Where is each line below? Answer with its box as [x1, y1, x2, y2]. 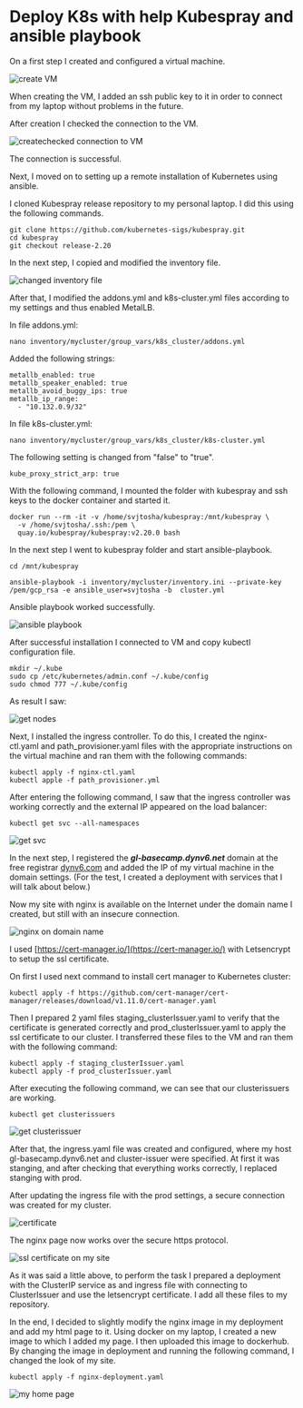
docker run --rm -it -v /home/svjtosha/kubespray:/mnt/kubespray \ [9, 512, 270, 521]
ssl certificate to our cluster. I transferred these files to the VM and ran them [9, 1031, 293, 1042]
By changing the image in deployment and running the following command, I [9, 1345, 295, 1356]
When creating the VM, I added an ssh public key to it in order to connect [9, 91, 283, 102]
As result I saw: [9, 695, 67, 706]
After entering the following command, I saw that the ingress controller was [9, 792, 291, 802]
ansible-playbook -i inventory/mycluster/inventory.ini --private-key [9, 577, 282, 586]
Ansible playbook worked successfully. [9, 601, 156, 612]
